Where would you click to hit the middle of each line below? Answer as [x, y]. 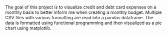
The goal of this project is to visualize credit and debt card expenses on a [81, 7]
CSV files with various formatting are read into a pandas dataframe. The [79, 18]
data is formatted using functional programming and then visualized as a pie [83, 23]
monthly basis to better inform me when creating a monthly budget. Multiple [83, 12]
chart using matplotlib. [28, 28]
